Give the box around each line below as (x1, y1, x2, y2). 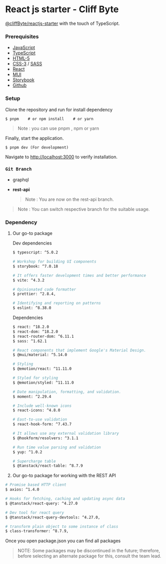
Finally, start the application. (5, 135, 64, 141)
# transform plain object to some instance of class (5, 524, 119, 529)
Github (12, 82, 27, 88)
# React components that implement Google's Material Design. (12, 347, 146, 353)
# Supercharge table (12, 459, 56, 464)
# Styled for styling (12, 375, 58, 380)
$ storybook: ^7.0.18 (12, 264, 58, 269)
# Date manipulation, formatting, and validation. (12, 389, 122, 394)
